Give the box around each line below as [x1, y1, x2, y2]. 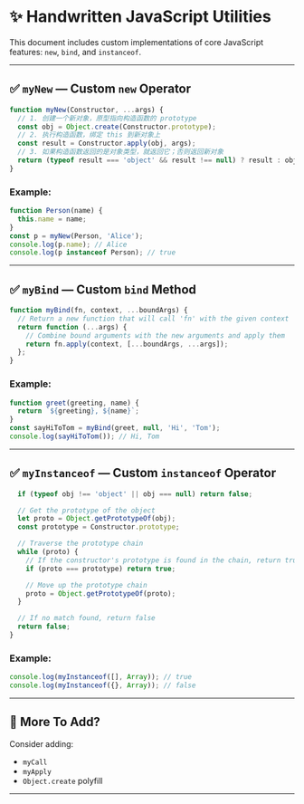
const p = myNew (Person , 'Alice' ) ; [9, 231, 144, 241]
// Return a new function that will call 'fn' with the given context [17, 314, 290, 323]
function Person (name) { [9, 206, 103, 215]
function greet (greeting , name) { [9, 398, 140, 407]
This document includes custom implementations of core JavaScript [9, 36, 264, 47]
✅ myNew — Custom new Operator [9, 81, 192, 97]
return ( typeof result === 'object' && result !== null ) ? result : [17, 156, 281, 165]
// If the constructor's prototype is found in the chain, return [25, 555, 281, 565]
